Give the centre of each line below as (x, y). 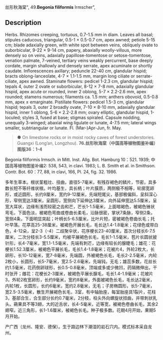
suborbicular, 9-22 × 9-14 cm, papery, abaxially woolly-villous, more (73, 50)
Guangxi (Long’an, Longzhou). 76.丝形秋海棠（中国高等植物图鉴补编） (87, 143)
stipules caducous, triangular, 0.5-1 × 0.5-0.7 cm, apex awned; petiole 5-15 (80, 40)
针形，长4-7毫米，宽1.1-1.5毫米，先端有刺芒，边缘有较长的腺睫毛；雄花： (78, 243)
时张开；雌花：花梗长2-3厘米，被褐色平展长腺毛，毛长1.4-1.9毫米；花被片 (79, 273)
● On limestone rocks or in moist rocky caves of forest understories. (86, 137)
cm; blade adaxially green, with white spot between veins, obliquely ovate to (81, 45)
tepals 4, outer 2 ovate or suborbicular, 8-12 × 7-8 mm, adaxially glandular (80, 86)
